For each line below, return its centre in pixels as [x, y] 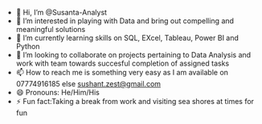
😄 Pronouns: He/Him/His [58, 92]
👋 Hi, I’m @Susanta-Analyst [61, 12]
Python [28, 46]
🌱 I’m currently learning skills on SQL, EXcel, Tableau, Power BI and [127, 38]
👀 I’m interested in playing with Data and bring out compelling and [125, 21]
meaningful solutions [51, 29]
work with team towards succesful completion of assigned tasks [123, 63]
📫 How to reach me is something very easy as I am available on [122, 72]
